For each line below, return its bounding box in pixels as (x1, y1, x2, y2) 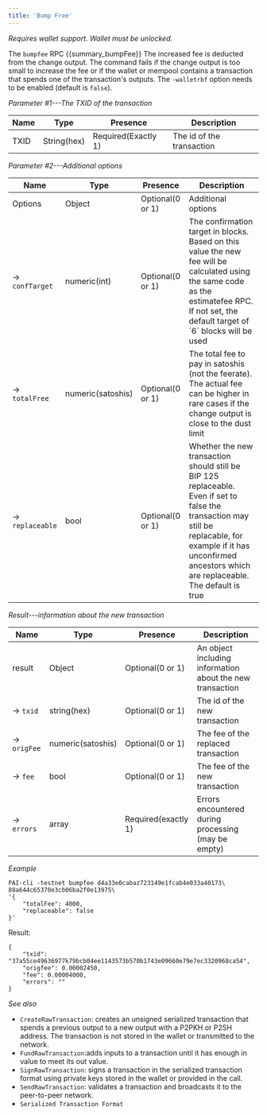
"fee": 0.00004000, (22, 971, 87, 979)
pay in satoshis (188, 358, 245, 369)
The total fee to (188, 348, 246, 359)
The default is (188, 580, 241, 591)
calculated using (188, 266, 250, 277)
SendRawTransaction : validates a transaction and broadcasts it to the (19, 1082, 242, 1091)
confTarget (12, 282, 53, 290)
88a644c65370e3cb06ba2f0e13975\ (8, 886, 115, 894)
